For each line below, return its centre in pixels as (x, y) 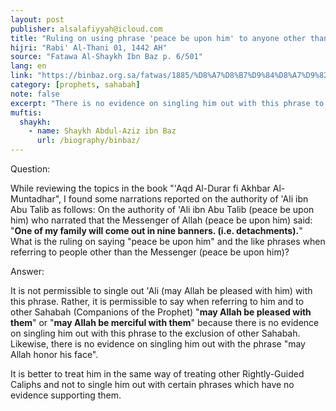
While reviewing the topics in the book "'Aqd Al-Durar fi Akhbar (140, 188)
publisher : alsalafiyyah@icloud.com (86, 29)
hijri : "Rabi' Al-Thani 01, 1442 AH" (89, 47)
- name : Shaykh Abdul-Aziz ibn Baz (102, 131)
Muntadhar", (36, 199)
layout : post (37, 19)
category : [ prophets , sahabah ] (75, 85)
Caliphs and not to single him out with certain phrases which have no (152, 384)
